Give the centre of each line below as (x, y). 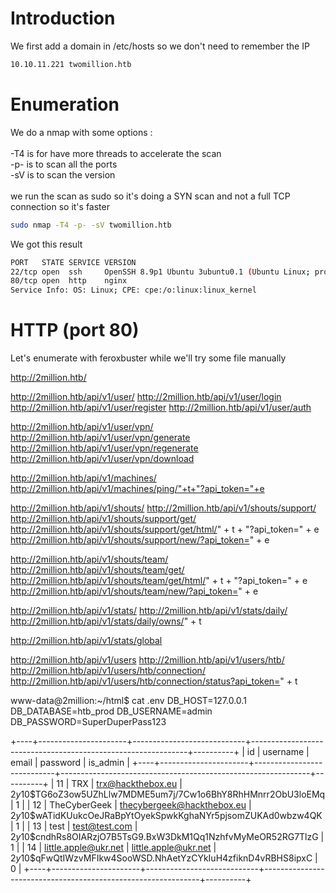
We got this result (46, 244)
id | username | (278, 752)
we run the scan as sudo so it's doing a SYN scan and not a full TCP (150, 196)
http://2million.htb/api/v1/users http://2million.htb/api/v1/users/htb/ (147, 660)
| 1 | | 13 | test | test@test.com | (74, 826)
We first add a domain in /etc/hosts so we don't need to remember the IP (160, 46)
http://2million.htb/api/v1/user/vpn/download (102, 459)
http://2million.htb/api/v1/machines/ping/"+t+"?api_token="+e (137, 489)
